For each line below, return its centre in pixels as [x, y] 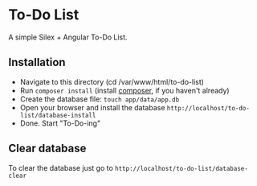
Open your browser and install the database [92, 107]
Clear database [47, 149]
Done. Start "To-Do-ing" [60, 123]
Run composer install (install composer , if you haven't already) [125, 90]
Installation [37, 62]
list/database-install [58, 115]
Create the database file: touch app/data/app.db [100, 99]
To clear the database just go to [61, 167]
